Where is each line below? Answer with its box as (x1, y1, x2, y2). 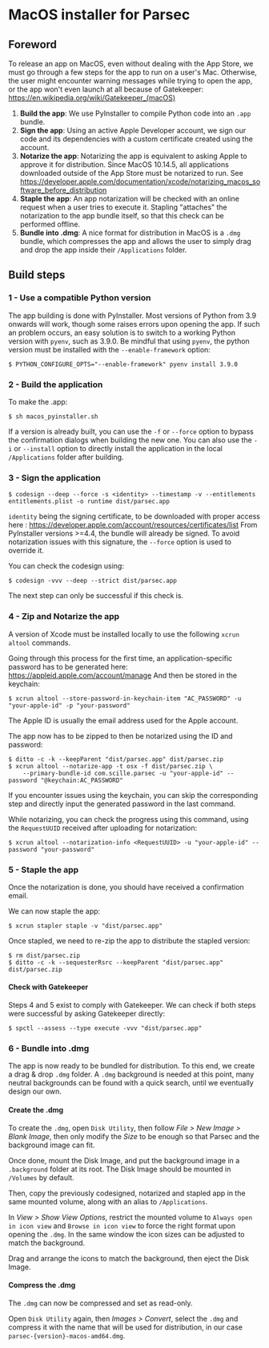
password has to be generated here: (8, 662, 128, 671)
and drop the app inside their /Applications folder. (19, 245, 187, 255)
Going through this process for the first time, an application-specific (8, 653, 233, 663)
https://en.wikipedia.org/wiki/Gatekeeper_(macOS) (8, 93, 176, 102)
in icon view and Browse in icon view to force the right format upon (8, 1220, 236, 1230)
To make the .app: (8, 397, 68, 406)
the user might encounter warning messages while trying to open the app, (8, 76, 253, 85)
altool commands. (8, 637, 70, 647)
